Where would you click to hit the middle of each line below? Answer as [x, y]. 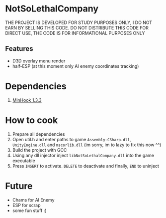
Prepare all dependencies [39, 134]
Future [19, 186]
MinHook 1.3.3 [27, 100]
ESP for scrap [26, 205]
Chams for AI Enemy [33, 200]
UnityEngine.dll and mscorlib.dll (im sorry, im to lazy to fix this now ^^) [87, 145]
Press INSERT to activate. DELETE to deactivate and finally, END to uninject [85, 166]
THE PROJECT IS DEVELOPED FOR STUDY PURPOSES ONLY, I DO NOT [79, 22]
